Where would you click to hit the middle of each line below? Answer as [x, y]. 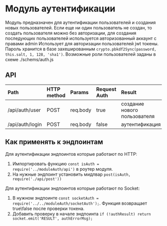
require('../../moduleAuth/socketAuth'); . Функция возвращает [80, 203]
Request [106, 89]
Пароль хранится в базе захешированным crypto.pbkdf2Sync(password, [81, 49]
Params [80, 92]
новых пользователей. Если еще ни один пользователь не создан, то [79, 27]
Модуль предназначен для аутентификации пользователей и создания [81, 22]
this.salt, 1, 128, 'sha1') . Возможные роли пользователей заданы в [81, 54]
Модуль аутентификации [60, 9]
